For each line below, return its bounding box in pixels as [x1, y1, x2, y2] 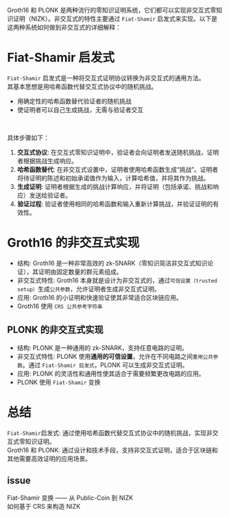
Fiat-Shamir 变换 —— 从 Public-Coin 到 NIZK [7, 494, 134, 502]
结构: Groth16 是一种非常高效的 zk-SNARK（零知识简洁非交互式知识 [16, 258, 208, 267]
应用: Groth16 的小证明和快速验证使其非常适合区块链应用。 [16, 293, 183, 301]
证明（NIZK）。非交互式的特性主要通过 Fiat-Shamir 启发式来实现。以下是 [12, 14, 218, 23]
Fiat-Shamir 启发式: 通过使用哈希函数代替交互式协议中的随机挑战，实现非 [7, 428, 213, 437]
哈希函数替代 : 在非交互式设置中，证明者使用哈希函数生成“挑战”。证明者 [16, 165, 219, 173]
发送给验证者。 [29, 191, 72, 199]
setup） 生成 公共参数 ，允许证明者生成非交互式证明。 [16, 285, 161, 293]
